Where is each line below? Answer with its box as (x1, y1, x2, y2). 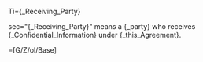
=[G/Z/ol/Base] (8, 46, 57, 54)
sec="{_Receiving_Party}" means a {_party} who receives (8, 22, 196, 31)
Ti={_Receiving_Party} (8, 7, 81, 16)
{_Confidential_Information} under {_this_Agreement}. (8, 31, 182, 39)
